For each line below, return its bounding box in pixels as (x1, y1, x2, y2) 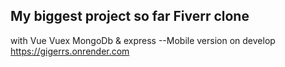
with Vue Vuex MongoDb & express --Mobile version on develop (10, 34, 276, 46)
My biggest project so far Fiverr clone (10, 8, 250, 25)
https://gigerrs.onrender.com (10, 45, 130, 57)
